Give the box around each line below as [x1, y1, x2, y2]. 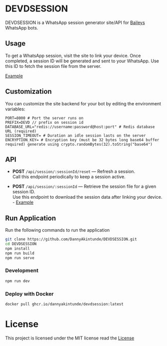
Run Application [5, 214, 56, 222]
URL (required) [5, 128, 37, 134]
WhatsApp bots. [5, 24, 38, 30]
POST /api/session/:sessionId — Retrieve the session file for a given [12, 183, 156, 190]
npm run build [5, 251, 35, 256]
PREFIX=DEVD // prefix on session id [5, 120, 84, 125]
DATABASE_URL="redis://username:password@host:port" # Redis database [5, 124, 155, 129]
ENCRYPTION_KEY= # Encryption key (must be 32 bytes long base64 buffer [5, 137, 160, 142]
